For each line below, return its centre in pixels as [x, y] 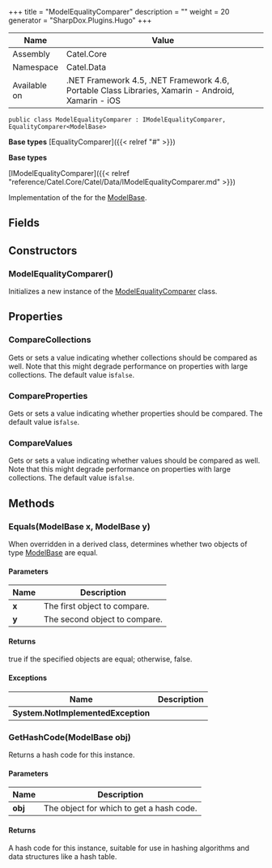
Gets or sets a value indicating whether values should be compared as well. [134, 460]
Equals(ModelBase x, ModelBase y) [80, 526]
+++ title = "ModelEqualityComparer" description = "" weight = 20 [119, 12]
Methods [32, 503]
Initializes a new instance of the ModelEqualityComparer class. [113, 292]
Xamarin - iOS [93, 100]
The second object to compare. [103, 619]
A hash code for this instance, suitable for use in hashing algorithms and [129, 848]
